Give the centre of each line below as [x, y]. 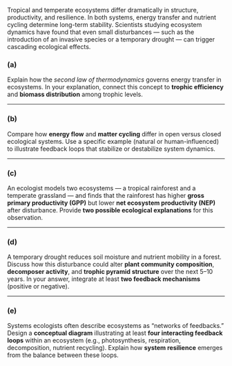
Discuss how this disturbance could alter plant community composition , [111, 264]
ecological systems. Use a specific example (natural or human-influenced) [113, 141]
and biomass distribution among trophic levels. [75, 94]
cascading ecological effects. [49, 47]
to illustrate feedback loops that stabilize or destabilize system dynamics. [112, 149]
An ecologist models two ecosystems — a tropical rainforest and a [101, 188]
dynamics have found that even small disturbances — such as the [101, 32]
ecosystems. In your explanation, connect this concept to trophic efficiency [116, 87]
